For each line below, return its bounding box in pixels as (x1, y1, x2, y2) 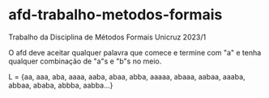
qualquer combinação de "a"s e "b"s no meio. (8, 56, 162, 66)
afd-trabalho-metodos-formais (8, 6, 223, 24)
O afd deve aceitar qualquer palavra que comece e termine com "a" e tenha (8, 47, 262, 57)
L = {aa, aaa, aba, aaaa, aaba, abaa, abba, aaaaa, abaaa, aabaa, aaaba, (8, 71, 246, 81)
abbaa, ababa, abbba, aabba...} (8, 80, 113, 90)
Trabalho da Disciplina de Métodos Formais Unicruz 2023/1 (8, 32, 207, 42)
